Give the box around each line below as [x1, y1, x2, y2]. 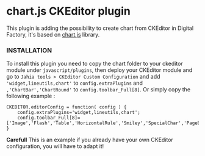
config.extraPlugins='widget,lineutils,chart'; [17, 110, 140, 116]
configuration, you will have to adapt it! [6, 143, 104, 150]
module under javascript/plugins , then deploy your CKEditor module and [6, 66, 193, 74]
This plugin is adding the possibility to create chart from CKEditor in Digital [6, 24, 194, 32]
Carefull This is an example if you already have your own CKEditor [6, 136, 174, 144]
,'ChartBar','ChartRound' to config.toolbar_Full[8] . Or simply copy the [6, 86, 191, 93]
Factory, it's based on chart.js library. [6, 30, 100, 38]
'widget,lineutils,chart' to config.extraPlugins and [6, 79, 143, 87]
